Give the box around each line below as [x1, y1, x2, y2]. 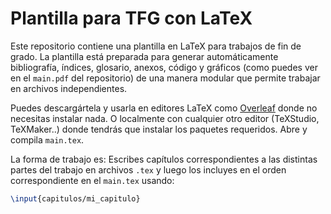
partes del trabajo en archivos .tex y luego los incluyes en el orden [10, 163, 287, 176]
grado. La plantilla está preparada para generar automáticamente [10, 50, 279, 62]
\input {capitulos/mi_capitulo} [10, 193, 141, 204]
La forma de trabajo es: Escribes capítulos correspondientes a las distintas [10, 153, 318, 165]
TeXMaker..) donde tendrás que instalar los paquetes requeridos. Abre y [10, 123, 308, 135]
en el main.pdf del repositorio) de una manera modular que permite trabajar [10, 72, 321, 84]
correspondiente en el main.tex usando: [10, 174, 175, 186]
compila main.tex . [10, 133, 85, 146]
